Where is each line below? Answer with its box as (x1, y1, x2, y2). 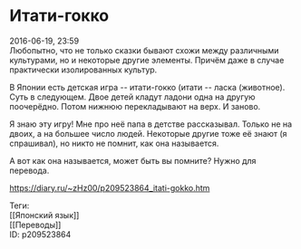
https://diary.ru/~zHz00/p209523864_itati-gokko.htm (9, 182, 210, 193)
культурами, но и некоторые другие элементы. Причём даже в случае (9, 54, 285, 65)
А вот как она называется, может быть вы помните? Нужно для (9, 155, 257, 166)
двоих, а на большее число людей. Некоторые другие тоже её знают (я (9, 128, 287, 139)
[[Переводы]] (9, 219, 62, 230)
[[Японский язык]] (9, 209, 80, 220)
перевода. (9, 165, 50, 176)
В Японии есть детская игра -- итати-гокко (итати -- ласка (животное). (9, 81, 286, 92)
